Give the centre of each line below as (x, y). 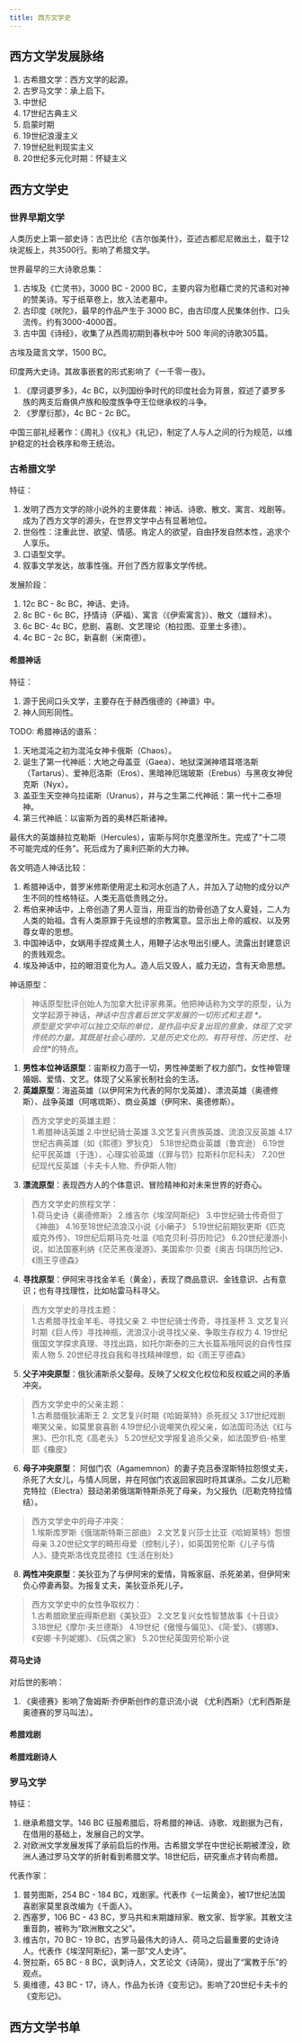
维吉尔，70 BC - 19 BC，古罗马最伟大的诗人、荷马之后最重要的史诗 (147, 1939)
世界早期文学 (37, 217)
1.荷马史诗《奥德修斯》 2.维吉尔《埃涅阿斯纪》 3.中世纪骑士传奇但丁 (158, 1215)
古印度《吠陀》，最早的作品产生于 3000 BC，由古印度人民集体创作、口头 (156, 310)
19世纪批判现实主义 (58, 147)
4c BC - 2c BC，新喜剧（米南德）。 (86, 638)
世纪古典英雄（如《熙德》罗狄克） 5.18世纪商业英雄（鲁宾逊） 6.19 (154, 1143)
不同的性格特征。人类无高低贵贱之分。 (101, 897)
